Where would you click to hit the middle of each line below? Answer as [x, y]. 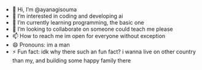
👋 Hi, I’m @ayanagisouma [45, 10]
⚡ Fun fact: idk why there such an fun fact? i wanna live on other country [104, 52]
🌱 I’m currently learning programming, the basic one [78, 22]
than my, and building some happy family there [71, 60]
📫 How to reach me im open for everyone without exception [89, 36]
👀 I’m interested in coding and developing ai [68, 16]
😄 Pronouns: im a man [41, 45]
